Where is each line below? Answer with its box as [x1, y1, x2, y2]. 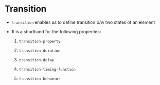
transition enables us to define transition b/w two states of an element [11, 19, 155, 25]
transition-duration [18, 48, 61, 53]
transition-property [18, 39, 61, 44]
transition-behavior [18, 76, 61, 81]
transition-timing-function [18, 67, 76, 72]
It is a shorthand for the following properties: [11, 28, 101, 34]
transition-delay [18, 57, 54, 62]
